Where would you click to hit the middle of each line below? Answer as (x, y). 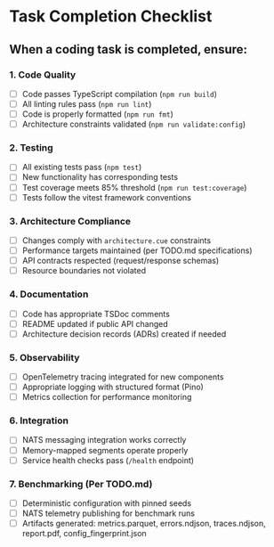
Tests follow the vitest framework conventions (106, 197)
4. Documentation (49, 294)
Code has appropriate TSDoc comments (96, 314)
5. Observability (44, 357)
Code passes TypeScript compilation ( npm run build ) (120, 94)
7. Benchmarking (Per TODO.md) (81, 484)
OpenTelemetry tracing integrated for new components (123, 377)
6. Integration (39, 420)
